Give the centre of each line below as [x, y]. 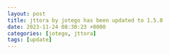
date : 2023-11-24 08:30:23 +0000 [57, 27]
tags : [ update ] [30, 40]
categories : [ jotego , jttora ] [52, 33]
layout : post [27, 14]
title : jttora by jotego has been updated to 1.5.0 [85, 20]
